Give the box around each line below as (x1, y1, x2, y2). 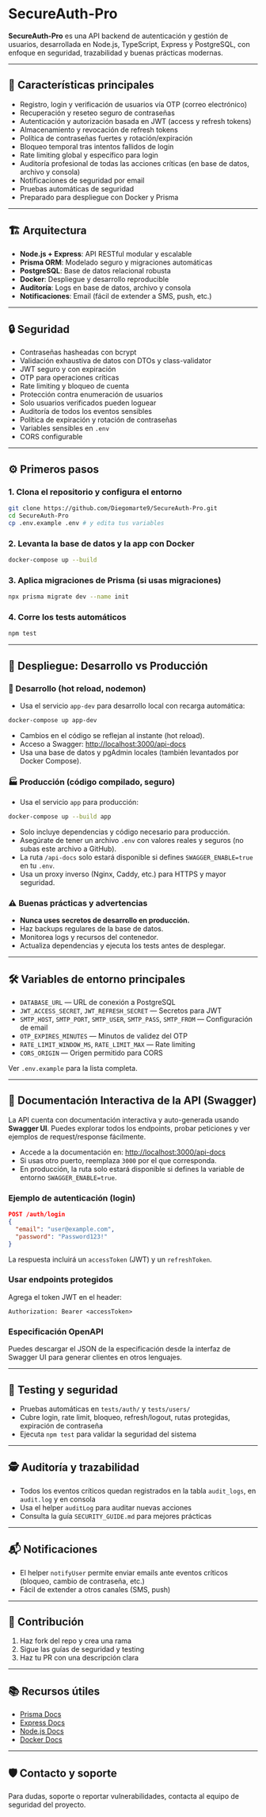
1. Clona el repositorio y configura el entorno (8, 486, 182, 497)
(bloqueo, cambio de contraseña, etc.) (19, 1576, 145, 1586)
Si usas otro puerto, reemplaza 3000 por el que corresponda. (19, 1155, 217, 1165)
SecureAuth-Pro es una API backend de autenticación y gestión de (8, 31, 229, 41)
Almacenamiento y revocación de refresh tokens (19, 125, 178, 134)
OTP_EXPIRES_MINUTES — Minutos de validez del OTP (19, 1031, 188, 1041)
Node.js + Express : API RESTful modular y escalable (19, 249, 192, 258)
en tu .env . (19, 860, 55, 870)
